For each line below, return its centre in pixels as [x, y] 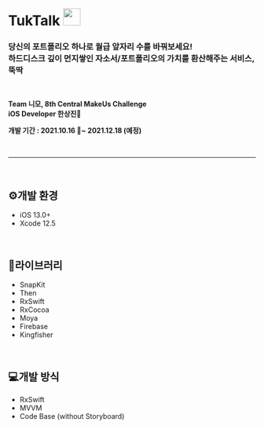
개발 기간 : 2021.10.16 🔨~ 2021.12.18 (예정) [75, 130]
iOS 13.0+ [35, 215]
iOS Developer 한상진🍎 [45, 114]
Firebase [34, 327]
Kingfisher [36, 335]
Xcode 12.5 [38, 223]
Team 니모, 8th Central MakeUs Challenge [77, 104]
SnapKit [32, 285]
